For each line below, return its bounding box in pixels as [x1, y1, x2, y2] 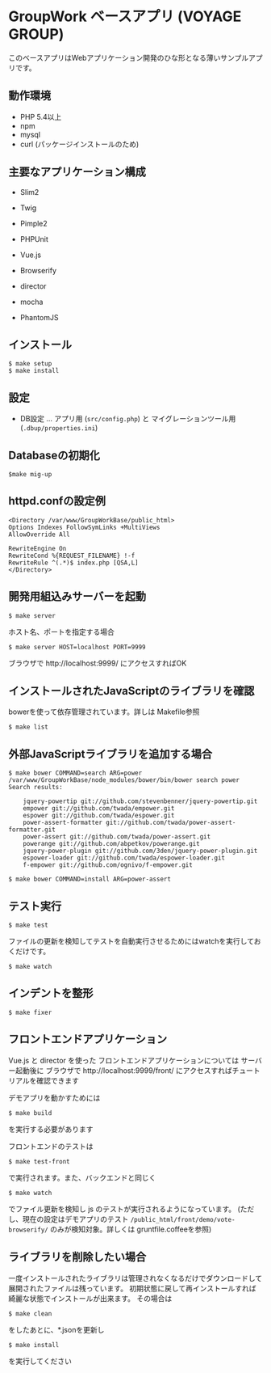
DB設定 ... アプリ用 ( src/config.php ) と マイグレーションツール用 [19, 414, 236, 424]
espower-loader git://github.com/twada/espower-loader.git [23, 854, 226, 862]
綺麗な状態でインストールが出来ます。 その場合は [8, 1293, 173, 1303]
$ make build [8, 1109, 52, 1117]
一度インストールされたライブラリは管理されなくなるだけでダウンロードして [8, 1273, 263, 1282]
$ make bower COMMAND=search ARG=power [8, 769, 143, 777]
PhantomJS [19, 312, 59, 322]
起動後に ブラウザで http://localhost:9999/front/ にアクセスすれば [15, 1065, 232, 1075]
